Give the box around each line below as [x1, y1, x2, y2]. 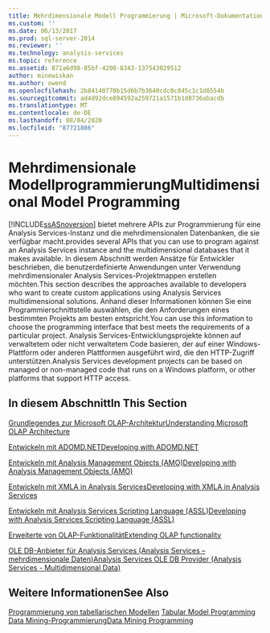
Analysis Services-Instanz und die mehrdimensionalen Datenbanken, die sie [8, 228, 260, 237]
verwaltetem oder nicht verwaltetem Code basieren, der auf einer [8, 339, 225, 348]
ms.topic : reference [8, 57, 78, 65]
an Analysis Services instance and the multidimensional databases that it [8, 245, 250, 254]
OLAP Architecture [8, 426, 71, 436]
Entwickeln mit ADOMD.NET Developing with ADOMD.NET [8, 442, 199, 451]
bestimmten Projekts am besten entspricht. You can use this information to [8, 313, 253, 323]
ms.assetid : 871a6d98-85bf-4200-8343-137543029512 [8, 64, 182, 72]
